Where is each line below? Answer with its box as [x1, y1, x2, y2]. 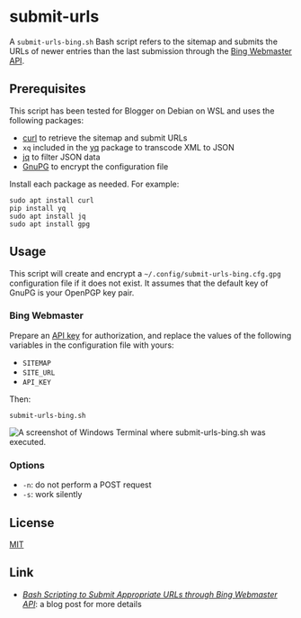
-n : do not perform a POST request [22, 479, 152, 490]
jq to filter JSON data [22, 151, 101, 162]
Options [9, 459, 45, 471]
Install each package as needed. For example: [9, 178, 180, 189]
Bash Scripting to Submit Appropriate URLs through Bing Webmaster [22, 588, 279, 600]
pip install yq [9, 204, 66, 213]
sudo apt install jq [9, 212, 87, 221]
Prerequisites [9, 81, 86, 96]
